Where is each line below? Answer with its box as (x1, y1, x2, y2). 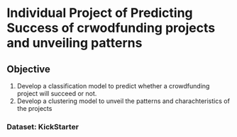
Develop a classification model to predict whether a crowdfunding (16, 82, 210, 90)
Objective (6, 63, 51, 75)
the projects (16, 105, 53, 112)
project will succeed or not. (16, 90, 97, 97)
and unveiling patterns (6, 35, 143, 51)
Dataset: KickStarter (6, 121, 79, 131)
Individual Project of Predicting (6, 5, 193, 21)
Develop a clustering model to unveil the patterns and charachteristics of (16, 97, 230, 105)
